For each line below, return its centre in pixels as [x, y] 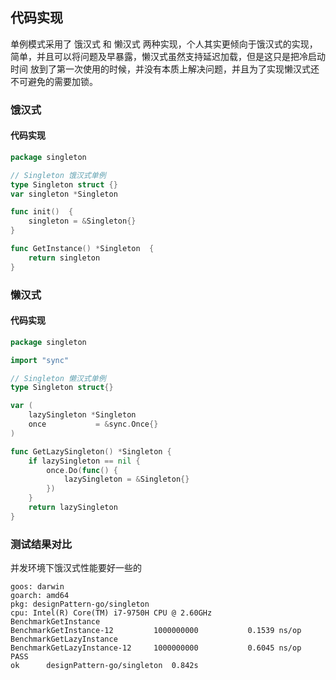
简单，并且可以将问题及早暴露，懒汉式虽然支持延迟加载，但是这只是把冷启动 [168, 56]
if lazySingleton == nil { [84, 461]
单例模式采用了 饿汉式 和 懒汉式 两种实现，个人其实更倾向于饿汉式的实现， [164, 44]
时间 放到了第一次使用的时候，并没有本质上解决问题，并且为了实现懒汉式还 [165, 69]
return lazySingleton [73, 508]
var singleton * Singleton [64, 194]
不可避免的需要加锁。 [54, 81]
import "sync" [40, 360]
